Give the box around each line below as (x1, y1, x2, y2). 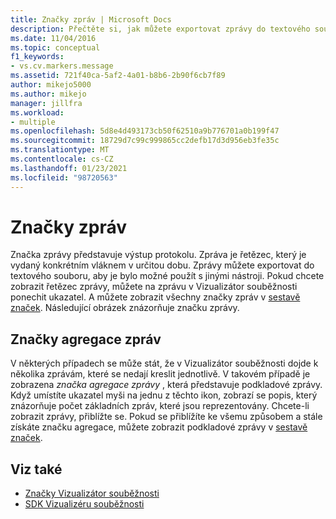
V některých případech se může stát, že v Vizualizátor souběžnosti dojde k (10, 357, 319, 370)
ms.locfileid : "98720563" (10, 172, 118, 183)
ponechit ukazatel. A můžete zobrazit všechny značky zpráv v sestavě (10, 291, 301, 303)
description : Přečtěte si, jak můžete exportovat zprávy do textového (10, 24, 311, 34)
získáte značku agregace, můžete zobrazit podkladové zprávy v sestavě (10, 421, 308, 433)
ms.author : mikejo (10, 89, 87, 99)
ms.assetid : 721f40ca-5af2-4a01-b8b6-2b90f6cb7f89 (10, 71, 226, 81)
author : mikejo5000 (10, 80, 92, 90)
